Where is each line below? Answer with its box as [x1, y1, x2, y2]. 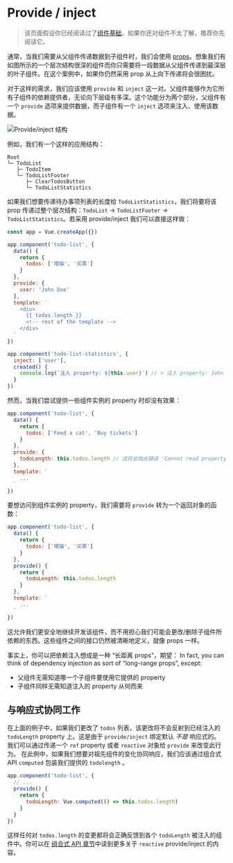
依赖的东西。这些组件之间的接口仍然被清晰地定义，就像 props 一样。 [7, 636, 203, 644]
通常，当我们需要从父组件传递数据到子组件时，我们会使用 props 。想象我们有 [7, 52, 226, 60]
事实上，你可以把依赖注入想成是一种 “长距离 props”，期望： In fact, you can [7, 651, 224, 659]
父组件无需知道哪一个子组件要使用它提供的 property [17, 673, 166, 682]
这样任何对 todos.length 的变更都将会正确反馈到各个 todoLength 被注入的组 [7, 831, 223, 839]
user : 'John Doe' [19, 286, 70, 293]
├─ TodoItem [16, 165, 51, 173]
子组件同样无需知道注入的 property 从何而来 [17, 682, 144, 690]
